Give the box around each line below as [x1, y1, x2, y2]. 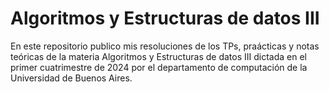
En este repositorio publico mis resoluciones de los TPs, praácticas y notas [10, 40, 320, 52]
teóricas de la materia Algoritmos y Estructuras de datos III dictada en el [10, 50, 308, 62]
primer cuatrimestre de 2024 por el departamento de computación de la [10, 61, 308, 73]
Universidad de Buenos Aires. [10, 72, 133, 84]
